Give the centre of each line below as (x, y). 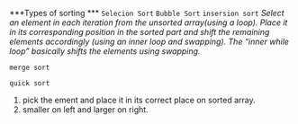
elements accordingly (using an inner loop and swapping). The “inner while (149, 41)
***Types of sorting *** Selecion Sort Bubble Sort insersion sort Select (147, 13)
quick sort (30, 84)
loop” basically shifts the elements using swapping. (105, 51)
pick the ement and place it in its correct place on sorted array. (139, 100)
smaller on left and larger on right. (85, 110)
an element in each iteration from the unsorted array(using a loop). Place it (149, 22)
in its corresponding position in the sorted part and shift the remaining (140, 32)
